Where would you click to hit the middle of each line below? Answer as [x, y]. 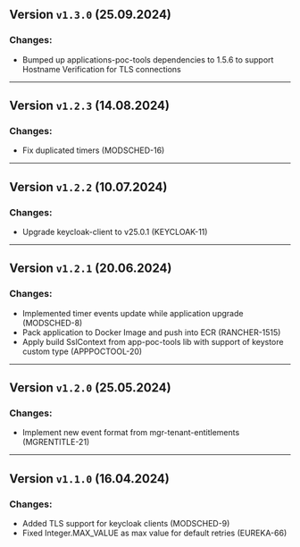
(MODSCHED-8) [52, 323]
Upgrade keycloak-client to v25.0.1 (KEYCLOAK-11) [115, 232]
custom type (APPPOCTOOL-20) [82, 351]
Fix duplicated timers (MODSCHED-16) [93, 150]
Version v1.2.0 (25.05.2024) [90, 388]
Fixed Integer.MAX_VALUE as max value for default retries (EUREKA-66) [154, 533]
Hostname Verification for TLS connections [101, 69]
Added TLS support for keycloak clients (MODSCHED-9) [126, 524]
